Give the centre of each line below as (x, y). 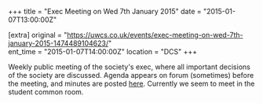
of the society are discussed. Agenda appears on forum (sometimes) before (131, 75)
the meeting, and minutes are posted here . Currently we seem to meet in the (131, 83)
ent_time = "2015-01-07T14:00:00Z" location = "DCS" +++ (103, 51)
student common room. (46, 92)
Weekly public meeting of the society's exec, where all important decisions (130, 67)
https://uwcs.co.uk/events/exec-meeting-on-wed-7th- (155, 35)
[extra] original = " (38, 35)
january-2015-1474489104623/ (58, 43)
